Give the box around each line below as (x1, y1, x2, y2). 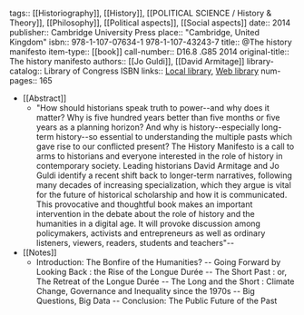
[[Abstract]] (22, 93, 67, 103)
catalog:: (9, 65, 43, 76)
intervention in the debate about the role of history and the (35, 209, 256, 219)
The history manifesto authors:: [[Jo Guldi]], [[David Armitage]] (9, 56, 245, 66)
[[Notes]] (22, 247, 57, 258)
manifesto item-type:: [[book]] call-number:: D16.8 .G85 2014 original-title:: (9, 46, 289, 57)
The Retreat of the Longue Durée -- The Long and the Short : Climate (35, 276, 295, 287)
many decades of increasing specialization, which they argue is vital (35, 180, 292, 190)
